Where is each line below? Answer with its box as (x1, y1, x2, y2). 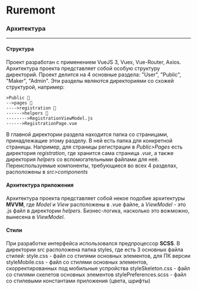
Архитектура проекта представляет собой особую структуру (6, 65, 160, 72)
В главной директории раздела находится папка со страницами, (6, 130, 169, 138)
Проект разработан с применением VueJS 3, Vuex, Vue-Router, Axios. (6, 58, 181, 65)
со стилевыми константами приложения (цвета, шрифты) (6, 277, 151, 285)
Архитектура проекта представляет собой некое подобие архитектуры (6, 194, 185, 201)
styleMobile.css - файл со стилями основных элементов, (6, 259, 148, 266)
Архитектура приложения (6, 181, 74, 188)
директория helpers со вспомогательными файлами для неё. (6, 156, 159, 163)
